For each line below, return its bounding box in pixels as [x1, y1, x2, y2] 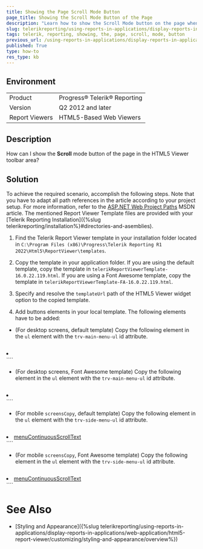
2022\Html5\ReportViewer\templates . [14, 247, 107, 255]
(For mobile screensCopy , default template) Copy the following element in [14, 410, 196, 417]
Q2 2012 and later [59, 104, 112, 112]
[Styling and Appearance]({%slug [14, 523, 99, 530]
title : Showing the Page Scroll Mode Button [6, 8, 120, 15]
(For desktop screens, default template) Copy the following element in [14, 326, 189, 334]
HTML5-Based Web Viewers [59, 113, 141, 122]
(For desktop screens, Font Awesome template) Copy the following [14, 368, 181, 376]
